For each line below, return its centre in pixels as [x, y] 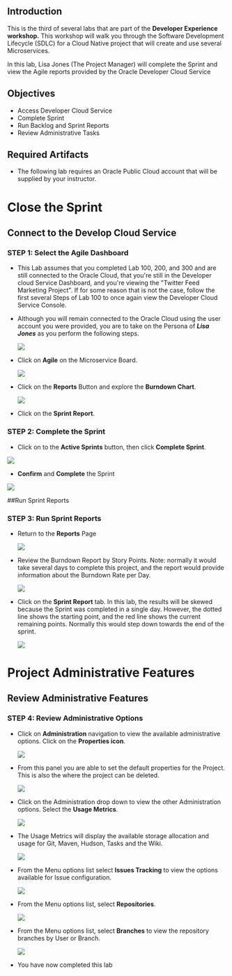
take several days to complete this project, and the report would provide [121, 567]
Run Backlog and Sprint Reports [63, 125]
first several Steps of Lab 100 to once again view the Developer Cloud [117, 298]
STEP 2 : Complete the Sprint [56, 431]
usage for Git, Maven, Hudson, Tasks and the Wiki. [90, 843]
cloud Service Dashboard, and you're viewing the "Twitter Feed [108, 283]
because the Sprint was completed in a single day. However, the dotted [119, 609]
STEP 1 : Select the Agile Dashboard [68, 252]
